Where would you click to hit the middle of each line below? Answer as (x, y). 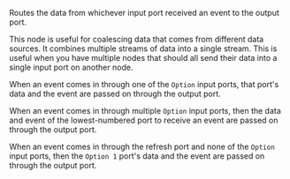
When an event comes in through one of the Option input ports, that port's (144, 84)
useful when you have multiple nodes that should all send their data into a (143, 58)
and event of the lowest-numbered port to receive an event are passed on (144, 120)
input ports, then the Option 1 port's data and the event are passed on (137, 156)
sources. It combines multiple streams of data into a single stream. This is (143, 48)
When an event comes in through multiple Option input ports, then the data (145, 111)
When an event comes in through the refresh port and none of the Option (142, 146)
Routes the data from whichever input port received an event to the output (145, 13)
